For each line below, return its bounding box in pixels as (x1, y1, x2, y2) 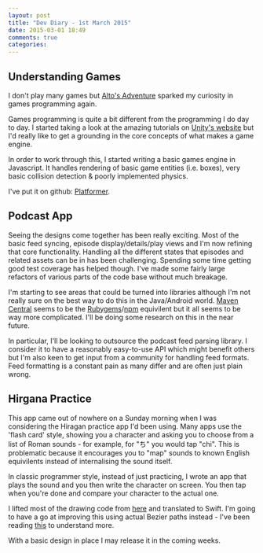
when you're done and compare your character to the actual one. (8, 488, 220, 498)
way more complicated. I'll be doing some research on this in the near (8, 312, 234, 322)
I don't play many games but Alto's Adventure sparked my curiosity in (8, 90, 234, 100)
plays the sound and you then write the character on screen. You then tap (8, 480, 247, 489)
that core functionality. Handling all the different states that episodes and (8, 247, 244, 256)
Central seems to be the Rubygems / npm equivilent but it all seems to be (8, 304, 241, 313)
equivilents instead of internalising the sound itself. (8, 456, 173, 466)
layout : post (8, 11, 51, 20)
